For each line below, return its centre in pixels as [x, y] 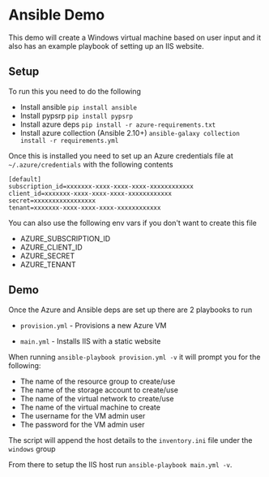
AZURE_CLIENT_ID [51, 247]
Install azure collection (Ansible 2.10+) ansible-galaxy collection [130, 132]
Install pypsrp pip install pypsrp [77, 115]
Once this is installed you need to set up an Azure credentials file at [121, 155]
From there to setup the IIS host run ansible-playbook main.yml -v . [120, 464]
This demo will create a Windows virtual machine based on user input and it [135, 37]
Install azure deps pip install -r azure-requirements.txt [118, 124]
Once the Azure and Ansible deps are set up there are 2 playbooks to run [130, 310]
